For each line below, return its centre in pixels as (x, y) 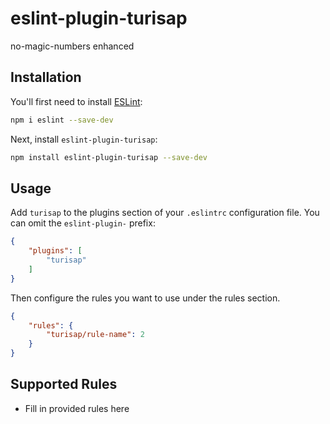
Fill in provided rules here (77, 408)
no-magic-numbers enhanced (72, 46)
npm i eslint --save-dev (62, 120)
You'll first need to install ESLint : (76, 101)
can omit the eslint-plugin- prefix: (83, 223)
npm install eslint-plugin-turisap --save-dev (109, 157)
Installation (46, 77)
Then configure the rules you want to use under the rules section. (145, 298)
